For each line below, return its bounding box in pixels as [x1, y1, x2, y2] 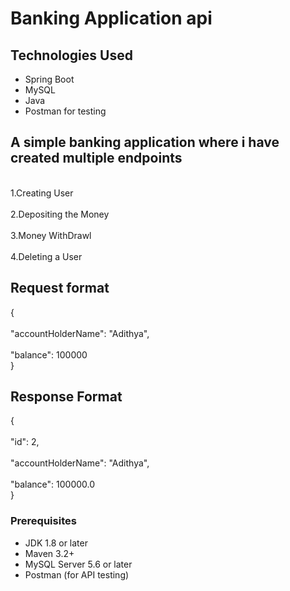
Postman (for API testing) [24, 568, 130, 581]
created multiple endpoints [10, 150, 183, 167]
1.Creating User [10, 187, 74, 199]
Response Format [10, 388, 123, 406]
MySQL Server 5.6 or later [24, 558, 133, 570]
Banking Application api [10, 7, 213, 30]
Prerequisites [10, 514, 77, 528]
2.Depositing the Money [10, 208, 110, 220]
